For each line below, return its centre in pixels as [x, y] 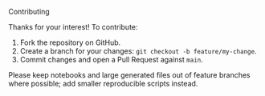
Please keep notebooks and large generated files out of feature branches [129, 75]
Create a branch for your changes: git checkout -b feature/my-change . [138, 51]
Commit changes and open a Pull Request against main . [111, 60]
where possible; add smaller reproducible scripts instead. [103, 84]
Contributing [29, 12]
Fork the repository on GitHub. [70, 42]
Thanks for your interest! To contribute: [73, 27]
